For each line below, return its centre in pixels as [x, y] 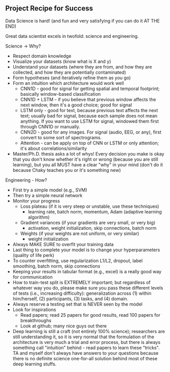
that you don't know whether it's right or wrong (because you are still [85, 159]
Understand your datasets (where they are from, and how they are [82, 67]
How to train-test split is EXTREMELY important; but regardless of [81, 282]
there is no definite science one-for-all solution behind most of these [85, 358]
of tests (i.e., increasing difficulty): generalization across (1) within [82, 293]
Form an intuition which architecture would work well [68, 83]
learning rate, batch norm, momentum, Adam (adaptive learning [95, 211]
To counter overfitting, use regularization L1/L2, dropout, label [78, 260]
